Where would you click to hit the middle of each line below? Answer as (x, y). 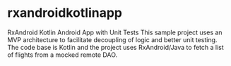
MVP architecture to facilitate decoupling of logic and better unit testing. (112, 39)
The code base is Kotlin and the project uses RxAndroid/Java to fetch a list (115, 47)
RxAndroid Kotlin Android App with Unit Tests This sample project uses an (115, 32)
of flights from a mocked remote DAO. (63, 55)
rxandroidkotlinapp (65, 13)
